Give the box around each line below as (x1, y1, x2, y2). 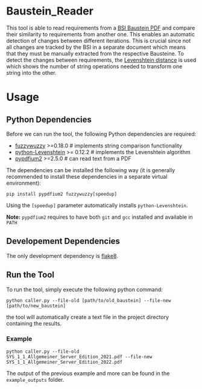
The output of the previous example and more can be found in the (6, 370, 170, 377)
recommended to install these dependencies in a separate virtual (6, 173, 168, 180)
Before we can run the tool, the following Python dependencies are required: (6, 130, 197, 137)
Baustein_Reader (6, 4, 93, 18)
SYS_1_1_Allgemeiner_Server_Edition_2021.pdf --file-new (6, 353, 153, 360)
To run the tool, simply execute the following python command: (6, 286, 163, 293)
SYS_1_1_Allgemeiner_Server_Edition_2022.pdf (6, 359, 122, 365)
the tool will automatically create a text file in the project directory (6, 313, 169, 321)
